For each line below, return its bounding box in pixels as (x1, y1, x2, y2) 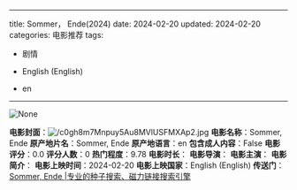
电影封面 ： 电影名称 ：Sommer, (9, 127, 283, 137)
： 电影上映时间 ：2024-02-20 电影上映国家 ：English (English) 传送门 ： (25, 160, 285, 171)
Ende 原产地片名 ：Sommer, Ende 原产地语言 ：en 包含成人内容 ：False (9, 138, 263, 148)
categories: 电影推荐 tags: (9, 30, 104, 40)
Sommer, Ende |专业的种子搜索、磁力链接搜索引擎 (9, 171, 192, 181)
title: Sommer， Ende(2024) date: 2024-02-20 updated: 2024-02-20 (9, 19, 261, 29)
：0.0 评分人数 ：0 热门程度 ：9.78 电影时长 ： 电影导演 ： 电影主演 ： (25, 149, 270, 159)
